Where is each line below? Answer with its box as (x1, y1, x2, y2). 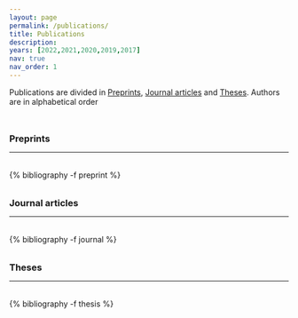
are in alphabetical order (9, 96, 99, 107)
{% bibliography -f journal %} (9, 234, 117, 244)
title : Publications (9, 29, 86, 38)
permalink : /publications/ (9, 21, 109, 30)
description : (9, 37, 58, 47)
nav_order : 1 (9, 63, 58, 72)
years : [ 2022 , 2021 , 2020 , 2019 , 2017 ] (9, 46, 141, 55)
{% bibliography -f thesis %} (9, 298, 114, 309)
